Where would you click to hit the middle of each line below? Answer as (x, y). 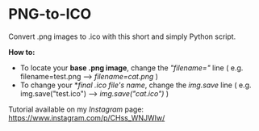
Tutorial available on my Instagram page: (76, 109)
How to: (22, 52)
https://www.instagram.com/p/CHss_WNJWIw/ (87, 117)
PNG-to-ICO (50, 14)
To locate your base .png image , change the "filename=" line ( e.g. (132, 68)
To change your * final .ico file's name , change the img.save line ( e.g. (136, 85)
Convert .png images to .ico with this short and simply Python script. (122, 36)
